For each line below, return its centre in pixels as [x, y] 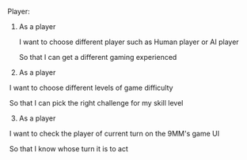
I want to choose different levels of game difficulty [91, 87]
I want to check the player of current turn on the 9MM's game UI [114, 134]
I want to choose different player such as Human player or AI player [129, 42]
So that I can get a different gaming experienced [98, 57]
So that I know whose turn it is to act [68, 149]
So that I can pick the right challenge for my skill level [96, 103]
